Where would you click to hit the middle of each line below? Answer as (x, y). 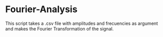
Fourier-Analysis (41, 9)
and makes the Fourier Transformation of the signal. (59, 28)
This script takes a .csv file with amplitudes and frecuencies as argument (82, 23)
